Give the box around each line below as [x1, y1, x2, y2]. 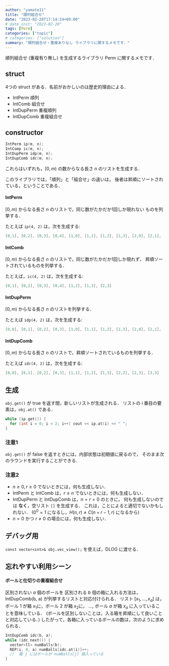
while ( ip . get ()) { [5, 417, 46, 422]
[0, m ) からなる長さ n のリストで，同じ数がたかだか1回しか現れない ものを [5, 207, 159, 213]
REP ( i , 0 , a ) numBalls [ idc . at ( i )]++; [10, 647, 89, 652]
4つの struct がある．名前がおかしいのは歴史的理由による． [5, 84, 129, 90]
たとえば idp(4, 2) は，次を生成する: [5, 317, 83, 323]
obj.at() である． [18, 406, 56, 412]
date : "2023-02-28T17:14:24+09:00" [5, 17, 80, 22]
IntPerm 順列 [12, 94, 39, 100]
